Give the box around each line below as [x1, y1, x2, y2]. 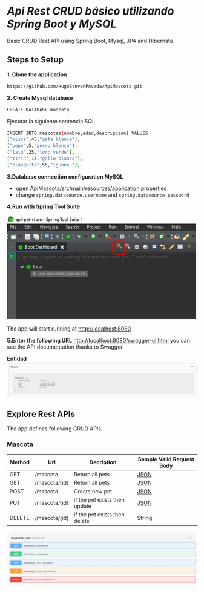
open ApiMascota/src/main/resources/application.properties [15, 185, 167, 192]
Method [9, 459, 30, 466]
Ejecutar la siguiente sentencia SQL [7, 117, 96, 125]
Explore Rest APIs [7, 409, 75, 419]
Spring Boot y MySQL [7, 17, 117, 31]
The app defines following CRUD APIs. [7, 425, 103, 432]
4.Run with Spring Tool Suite [7, 203, 81, 210]
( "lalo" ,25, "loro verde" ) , [7, 150, 75, 156]
